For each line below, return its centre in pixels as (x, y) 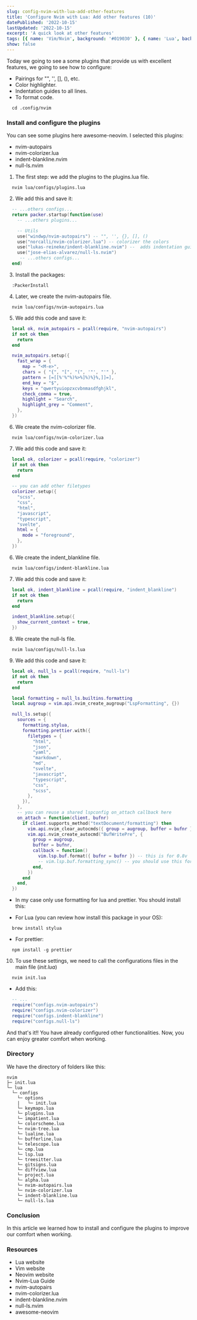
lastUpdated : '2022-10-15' (39, 28)
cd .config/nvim (32, 108)
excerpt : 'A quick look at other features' (61, 33)
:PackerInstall (30, 285)
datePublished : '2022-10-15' (42, 22)
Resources (22, 1250)
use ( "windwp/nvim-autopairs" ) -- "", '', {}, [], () (83, 236)
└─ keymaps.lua (36, 1108)
